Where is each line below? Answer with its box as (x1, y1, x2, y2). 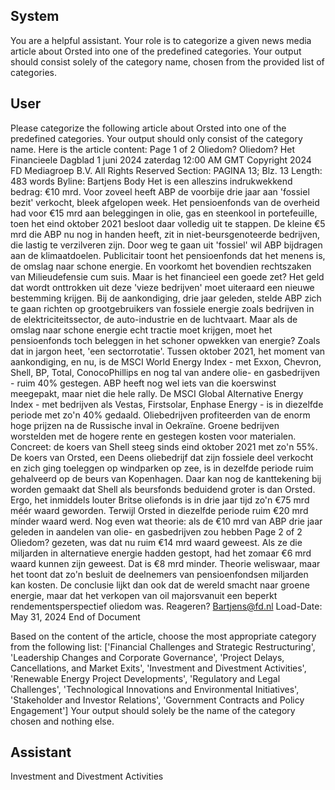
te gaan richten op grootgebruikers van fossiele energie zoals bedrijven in (10, 302, 315, 314)
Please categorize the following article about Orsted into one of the (10, 122, 287, 134)
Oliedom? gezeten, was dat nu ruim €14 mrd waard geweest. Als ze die (10, 536, 303, 548)
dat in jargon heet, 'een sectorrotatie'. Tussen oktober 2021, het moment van (10, 345, 326, 357)
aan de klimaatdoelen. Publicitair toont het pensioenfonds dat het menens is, (10, 249, 326, 261)
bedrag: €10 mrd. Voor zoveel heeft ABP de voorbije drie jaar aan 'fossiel (10, 185, 310, 198)
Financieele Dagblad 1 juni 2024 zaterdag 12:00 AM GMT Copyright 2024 (10, 154, 312, 166)
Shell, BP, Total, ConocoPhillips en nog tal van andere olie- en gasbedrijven (10, 366, 320, 378)
